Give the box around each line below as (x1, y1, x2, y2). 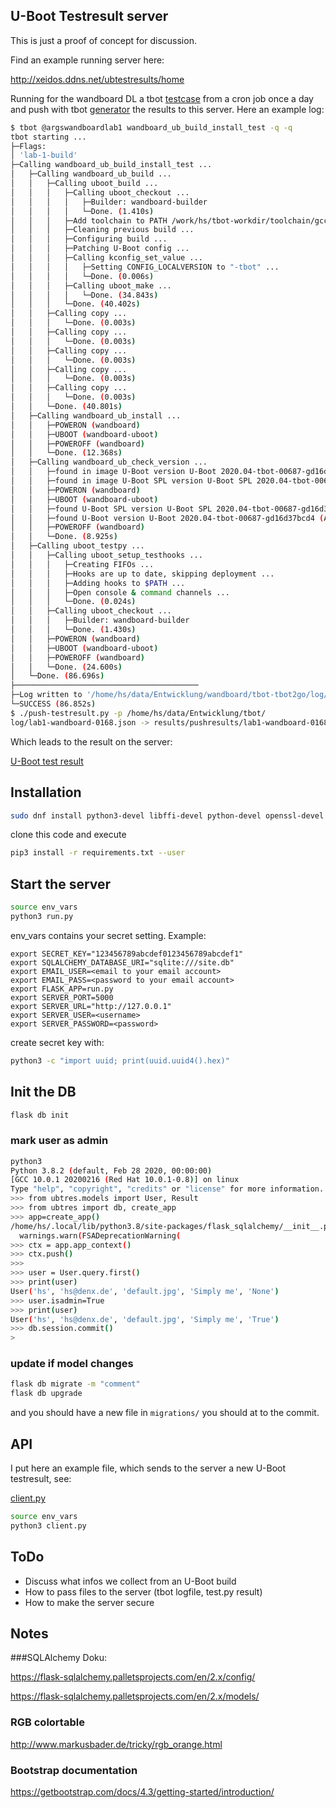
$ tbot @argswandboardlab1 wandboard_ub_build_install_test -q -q (10, 122, 293, 133)
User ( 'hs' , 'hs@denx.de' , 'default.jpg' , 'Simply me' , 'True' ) (10, 1314, 280, 1324)
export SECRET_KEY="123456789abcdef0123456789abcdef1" (10, 949, 244, 959)
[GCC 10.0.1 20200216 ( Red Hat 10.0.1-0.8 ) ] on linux (10, 1175, 240, 1185)
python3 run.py (10, 911, 74, 921)
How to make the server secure (24, 1596, 155, 1608)
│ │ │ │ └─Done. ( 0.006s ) (10, 271, 155, 281)
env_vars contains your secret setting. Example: (10, 929, 207, 941)
